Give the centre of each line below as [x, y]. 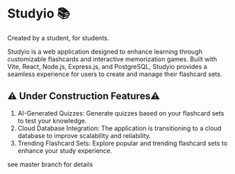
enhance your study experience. [65, 150]
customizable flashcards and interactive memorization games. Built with [112, 59]
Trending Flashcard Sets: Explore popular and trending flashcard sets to [122, 143]
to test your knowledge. [52, 120]
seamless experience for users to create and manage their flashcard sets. [115, 74]
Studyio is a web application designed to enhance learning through [105, 51]
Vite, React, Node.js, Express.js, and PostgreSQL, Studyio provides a [107, 66]
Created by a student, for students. [58, 38]
